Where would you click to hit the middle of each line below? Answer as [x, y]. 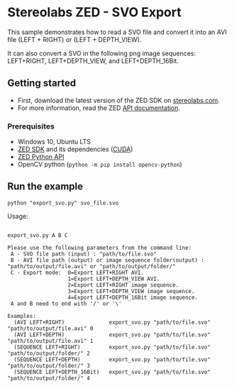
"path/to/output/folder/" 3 [49, 366]
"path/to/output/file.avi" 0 [50, 328]
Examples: [22, 316]
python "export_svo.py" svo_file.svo [63, 203]
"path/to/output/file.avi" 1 [50, 341]
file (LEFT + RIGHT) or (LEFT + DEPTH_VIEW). [74, 39]
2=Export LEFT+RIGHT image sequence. [123, 285]
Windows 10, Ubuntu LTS [54, 142]
